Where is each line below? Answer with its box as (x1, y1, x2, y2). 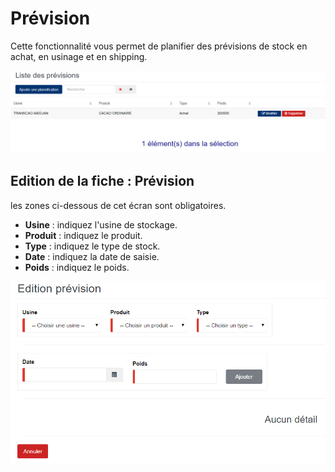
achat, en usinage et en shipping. (10, 50, 148, 62)
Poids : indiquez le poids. (24, 261, 130, 273)
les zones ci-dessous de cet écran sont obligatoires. (10, 199, 227, 211)
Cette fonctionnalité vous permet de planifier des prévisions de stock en (10, 40, 308, 52)
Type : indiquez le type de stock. (24, 240, 161, 252)
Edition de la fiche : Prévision (10, 173, 195, 190)
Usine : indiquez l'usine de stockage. (24, 218, 178, 231)
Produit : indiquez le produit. (24, 229, 143, 241)
